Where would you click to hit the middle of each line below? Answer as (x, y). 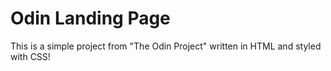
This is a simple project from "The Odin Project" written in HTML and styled (166, 46)
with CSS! (30, 56)
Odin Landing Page (90, 18)
